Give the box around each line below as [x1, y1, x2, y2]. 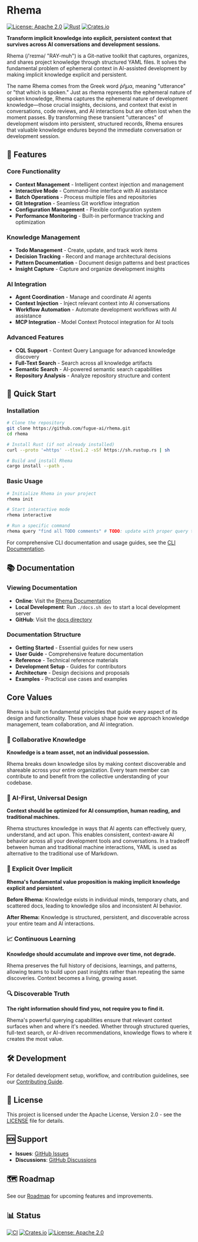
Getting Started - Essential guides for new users [15, 644, 133, 651]
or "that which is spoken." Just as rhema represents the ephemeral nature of [6, 89, 192, 96]
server [15, 609, 31, 617]
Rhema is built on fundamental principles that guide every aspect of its [6, 708, 178, 715]
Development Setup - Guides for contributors [15, 663, 127, 670]
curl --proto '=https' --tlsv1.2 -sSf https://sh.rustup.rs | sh [6, 447, 170, 453]
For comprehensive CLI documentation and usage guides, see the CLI [6, 539, 176, 546]
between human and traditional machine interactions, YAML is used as [6, 844, 177, 851]
